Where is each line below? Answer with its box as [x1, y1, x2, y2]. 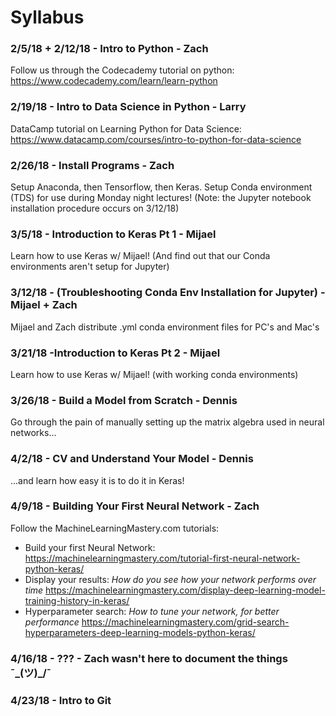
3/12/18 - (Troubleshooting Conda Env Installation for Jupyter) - [10, 286, 326, 300]
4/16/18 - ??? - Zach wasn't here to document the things [10, 651, 288, 665]
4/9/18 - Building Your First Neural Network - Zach [10, 499, 260, 513]
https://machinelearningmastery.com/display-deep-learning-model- [45, 584, 326, 596]
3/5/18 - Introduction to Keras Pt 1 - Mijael [10, 227, 217, 241]
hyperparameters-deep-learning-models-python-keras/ [24, 626, 256, 638]
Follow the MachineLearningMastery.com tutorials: [10, 522, 220, 534]
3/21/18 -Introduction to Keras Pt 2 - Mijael [10, 346, 221, 360]
